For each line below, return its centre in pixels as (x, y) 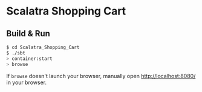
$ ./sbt (16, 53)
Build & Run (28, 34)
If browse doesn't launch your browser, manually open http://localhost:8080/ (101, 76)
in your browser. (27, 82)
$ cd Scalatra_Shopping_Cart (43, 47)
